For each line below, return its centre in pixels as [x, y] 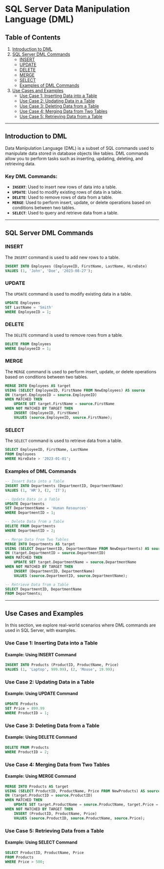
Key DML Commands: [31, 176]
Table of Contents [33, 37]
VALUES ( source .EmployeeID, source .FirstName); [63, 417]
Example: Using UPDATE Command [41, 693]
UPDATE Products [21, 704]
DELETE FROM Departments [30, 526]
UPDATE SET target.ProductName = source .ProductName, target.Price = [86, 805]
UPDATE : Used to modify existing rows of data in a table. [67, 192]
